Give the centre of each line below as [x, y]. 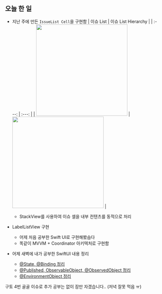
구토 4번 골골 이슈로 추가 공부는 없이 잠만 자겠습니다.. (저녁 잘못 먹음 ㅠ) [73, 286]
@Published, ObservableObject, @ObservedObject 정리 [75, 270]
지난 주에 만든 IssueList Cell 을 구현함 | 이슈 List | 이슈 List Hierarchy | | [82, 21]
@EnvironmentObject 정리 [45, 276]
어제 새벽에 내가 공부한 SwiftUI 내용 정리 [50, 254]
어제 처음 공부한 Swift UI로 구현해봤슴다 [57, 237]
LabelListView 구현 [31, 227]
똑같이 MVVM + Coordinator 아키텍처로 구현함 [64, 243]
